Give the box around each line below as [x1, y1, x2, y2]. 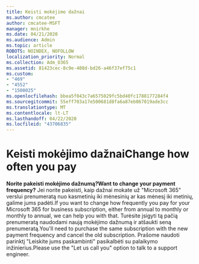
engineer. [6, 251, 30, 258]
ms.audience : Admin [6, 37, 55, 43]
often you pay [6, 160, 77, 174]
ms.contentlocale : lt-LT [6, 110, 69, 116]
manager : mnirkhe [6, 25, 50, 32]
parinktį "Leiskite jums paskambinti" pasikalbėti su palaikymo [6, 238, 158, 245]
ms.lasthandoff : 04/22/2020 [6, 115, 77, 121]
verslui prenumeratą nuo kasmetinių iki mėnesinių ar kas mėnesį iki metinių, [6, 193, 194, 200]
